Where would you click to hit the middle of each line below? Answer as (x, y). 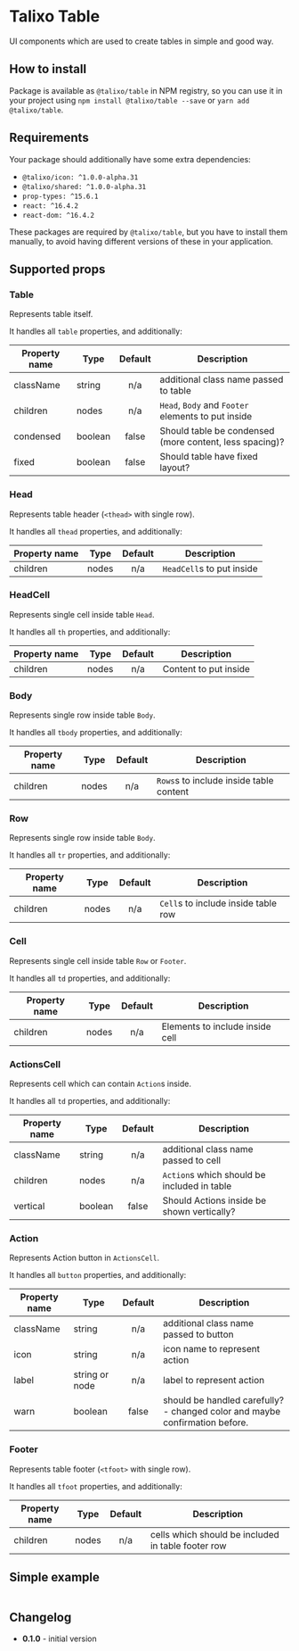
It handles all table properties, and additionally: (96, 331)
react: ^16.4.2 (50, 206)
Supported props (57, 269)
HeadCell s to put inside (210, 568)
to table (175, 391)
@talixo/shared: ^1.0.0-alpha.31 (84, 187)
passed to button (198, 1334)
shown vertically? (199, 1212)
